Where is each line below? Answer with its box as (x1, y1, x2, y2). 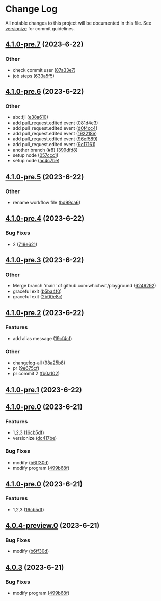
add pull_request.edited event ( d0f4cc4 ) (12, 125, 98, 131)
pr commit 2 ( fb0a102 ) (12, 371, 60, 377)
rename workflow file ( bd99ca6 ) (12, 200, 81, 205)
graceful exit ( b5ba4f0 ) (12, 288, 62, 294)
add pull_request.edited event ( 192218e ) (12, 131, 97, 137)
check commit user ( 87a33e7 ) (12, 67, 76, 73)
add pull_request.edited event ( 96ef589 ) (12, 136, 98, 142)
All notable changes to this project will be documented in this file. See (5, 20, 152, 26)
